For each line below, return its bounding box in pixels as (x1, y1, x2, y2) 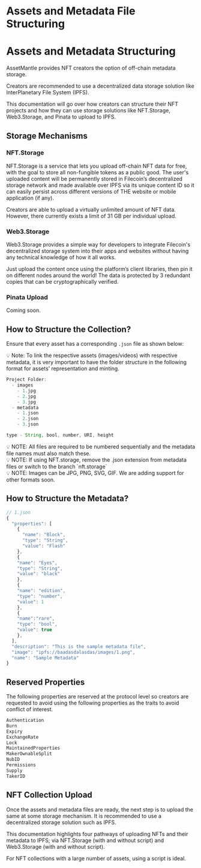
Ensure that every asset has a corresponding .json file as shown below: (6, 340, 184, 347)
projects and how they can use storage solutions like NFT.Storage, (6, 107, 171, 114)
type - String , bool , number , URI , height (6, 432, 114, 438)
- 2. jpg (17, 393, 36, 399)
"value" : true (17, 627, 52, 633)
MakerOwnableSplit (6, 751, 52, 757)
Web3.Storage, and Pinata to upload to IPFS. (6, 113, 116, 121)
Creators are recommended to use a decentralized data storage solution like (6, 82, 195, 90)
